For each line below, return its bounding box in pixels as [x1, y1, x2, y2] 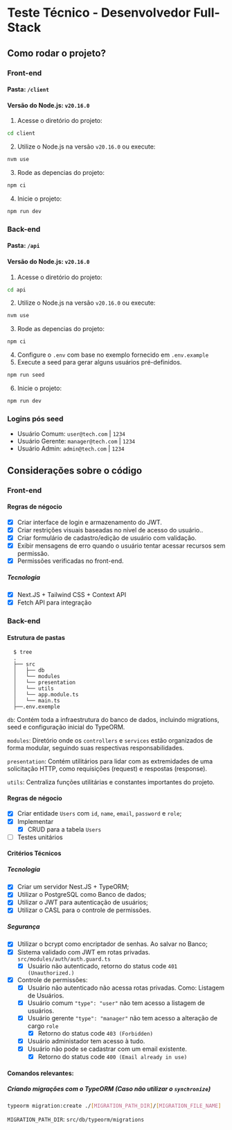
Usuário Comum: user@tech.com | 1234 [17, 430, 126, 438]
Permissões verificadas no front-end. [17, 557, 124, 565]
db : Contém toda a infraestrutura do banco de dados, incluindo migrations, [7, 716, 220, 724]
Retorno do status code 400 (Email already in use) [37, 1053, 188, 1061]
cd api [7, 286, 26, 293]
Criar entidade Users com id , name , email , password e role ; [17, 809, 182, 818]
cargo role [27, 1022, 59, 1030]
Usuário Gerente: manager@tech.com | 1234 [17, 437, 136, 446]
